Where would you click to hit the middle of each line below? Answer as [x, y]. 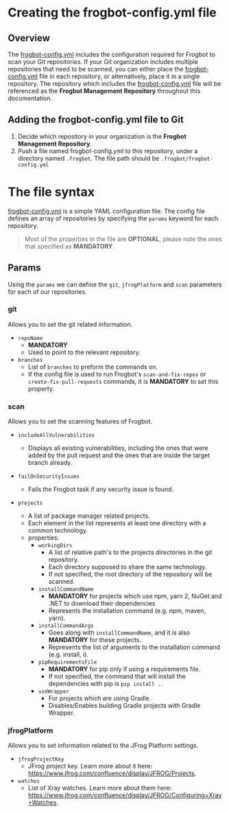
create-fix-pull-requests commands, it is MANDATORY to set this [123, 381]
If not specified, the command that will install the [117, 676]
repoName [30, 338]
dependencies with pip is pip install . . [106, 684]
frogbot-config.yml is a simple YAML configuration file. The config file [106, 211]
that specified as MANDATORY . [70, 246]
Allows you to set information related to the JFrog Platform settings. [103, 746]
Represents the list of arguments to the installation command [134, 648]
